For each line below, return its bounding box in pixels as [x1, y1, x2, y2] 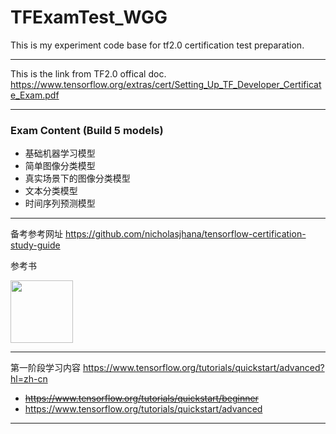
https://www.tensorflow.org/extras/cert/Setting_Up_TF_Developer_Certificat [10, 78, 322, 90]
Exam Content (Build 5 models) [10, 123, 164, 137]
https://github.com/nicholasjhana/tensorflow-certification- [64, 228, 307, 240]
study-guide [10, 239, 61, 251]
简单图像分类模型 [24, 160, 96, 172]
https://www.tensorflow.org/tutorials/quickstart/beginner [24, 392, 259, 405]
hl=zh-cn [10, 373, 48, 385]
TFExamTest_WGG [10, 6, 168, 29]
